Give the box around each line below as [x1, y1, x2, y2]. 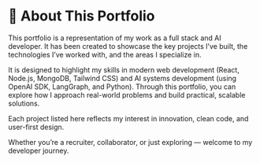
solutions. [8, 98, 40, 108]
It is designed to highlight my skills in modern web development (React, [8, 65, 240, 74]
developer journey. [8, 146, 69, 155]
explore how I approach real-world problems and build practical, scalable [8, 90, 246, 99]
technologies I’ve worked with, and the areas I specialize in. [8, 50, 202, 59]
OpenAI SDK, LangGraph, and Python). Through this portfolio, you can [8, 82, 236, 91]
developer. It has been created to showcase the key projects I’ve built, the [8, 41, 248, 50]
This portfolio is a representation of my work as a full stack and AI [8, 33, 222, 43]
